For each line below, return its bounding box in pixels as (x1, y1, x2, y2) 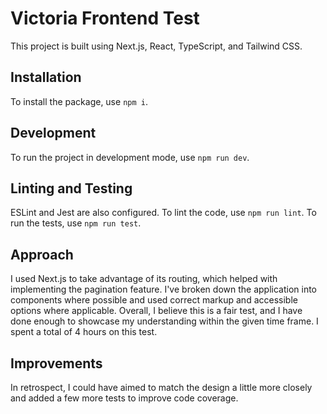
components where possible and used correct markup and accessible (10, 294, 298, 306)
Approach (10, 246, 74, 263)
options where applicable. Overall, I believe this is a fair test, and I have (10, 305, 303, 317)
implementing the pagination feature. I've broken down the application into (10, 283, 318, 296)
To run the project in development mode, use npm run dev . (10, 151, 250, 163)
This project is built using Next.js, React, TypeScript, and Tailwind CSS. (10, 40, 303, 52)
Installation (10, 69, 82, 86)
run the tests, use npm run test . (10, 217, 142, 229)
